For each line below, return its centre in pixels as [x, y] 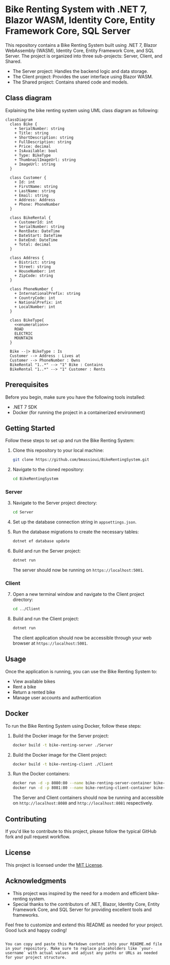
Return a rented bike [34, 692]
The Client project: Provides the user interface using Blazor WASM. [83, 76]
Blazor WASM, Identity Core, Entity [80, 20]
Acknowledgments [36, 881]
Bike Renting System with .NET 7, [76, 9]
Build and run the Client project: [46, 619]
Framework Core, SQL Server [68, 31]
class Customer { [28, 177]
